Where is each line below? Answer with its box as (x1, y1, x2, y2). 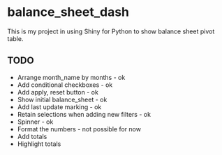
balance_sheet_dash (7, 4, 130, 20)
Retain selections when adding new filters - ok (17, 110, 151, 118)
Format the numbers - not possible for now (17, 124, 142, 133)
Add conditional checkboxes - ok (17, 81, 113, 89)
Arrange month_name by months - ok (17, 73, 126, 81)
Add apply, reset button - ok (17, 88, 99, 96)
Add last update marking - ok (17, 102, 102, 111)
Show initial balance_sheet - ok (17, 95, 108, 104)
